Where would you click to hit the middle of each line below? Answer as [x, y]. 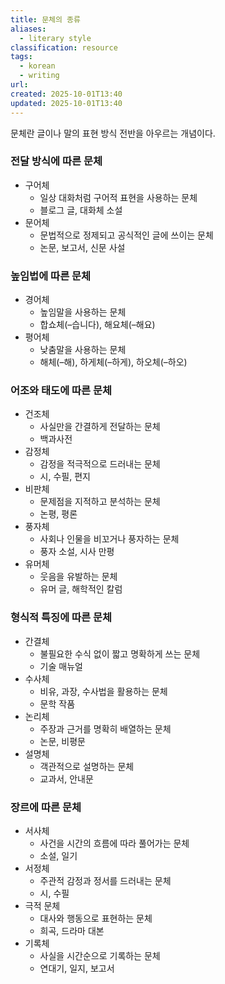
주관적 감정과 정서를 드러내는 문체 [105, 880]
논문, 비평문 [62, 741]
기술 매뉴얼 [61, 666]
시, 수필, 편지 [65, 477]
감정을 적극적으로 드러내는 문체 [100, 464]
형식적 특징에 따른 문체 [61, 618]
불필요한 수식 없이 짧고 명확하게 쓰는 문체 [120, 653]
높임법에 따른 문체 [51, 276]
